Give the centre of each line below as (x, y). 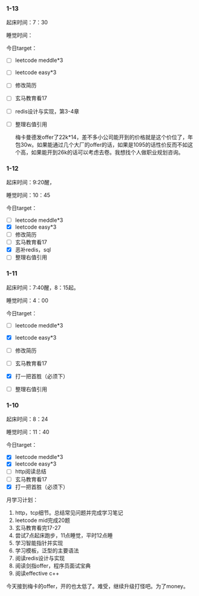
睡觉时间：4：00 (27, 300)
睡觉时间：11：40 (28, 432)
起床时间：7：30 (27, 22)
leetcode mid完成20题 (43, 520)
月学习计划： (22, 500)
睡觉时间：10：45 (28, 195)
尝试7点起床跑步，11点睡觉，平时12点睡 (64, 535)
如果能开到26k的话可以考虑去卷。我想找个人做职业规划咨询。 (107, 152)
